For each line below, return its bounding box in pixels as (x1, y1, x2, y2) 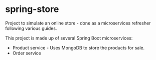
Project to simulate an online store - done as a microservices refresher (5, 20, 151, 26)
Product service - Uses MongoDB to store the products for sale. (12, 44, 145, 50)
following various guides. (5, 25, 57, 31)
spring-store (5, 3, 59, 15)
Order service (12, 50, 41, 56)
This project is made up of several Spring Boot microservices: (5, 35, 133, 41)
